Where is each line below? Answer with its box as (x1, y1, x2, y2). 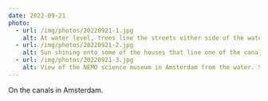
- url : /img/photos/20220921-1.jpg (15, 26, 134, 34)
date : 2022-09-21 (8, 11, 66, 20)
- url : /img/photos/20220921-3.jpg (15, 56, 134, 64)
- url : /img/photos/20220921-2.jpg (15, 41, 134, 49)
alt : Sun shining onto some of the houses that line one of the (22, 49, 241, 56)
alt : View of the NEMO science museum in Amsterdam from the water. (22, 64, 255, 72)
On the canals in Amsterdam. (8, 85, 104, 95)
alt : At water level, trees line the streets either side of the (22, 33, 245, 42)
